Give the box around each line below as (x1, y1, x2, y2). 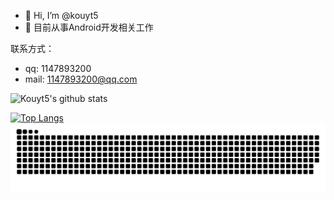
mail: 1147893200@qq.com (24, 73, 138, 85)
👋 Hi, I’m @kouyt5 (24, 10, 99, 21)
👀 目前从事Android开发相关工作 (24, 21, 154, 33)
